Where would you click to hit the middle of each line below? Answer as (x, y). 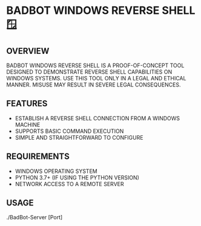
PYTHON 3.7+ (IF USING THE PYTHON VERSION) (77, 177)
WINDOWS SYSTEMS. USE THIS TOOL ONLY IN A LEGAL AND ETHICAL (96, 78)
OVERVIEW (28, 51)
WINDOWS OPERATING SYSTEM (56, 171)
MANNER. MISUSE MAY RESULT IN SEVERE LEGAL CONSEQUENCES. (94, 85)
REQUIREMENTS (38, 157)
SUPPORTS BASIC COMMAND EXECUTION (69, 131)
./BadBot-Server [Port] (35, 218)
